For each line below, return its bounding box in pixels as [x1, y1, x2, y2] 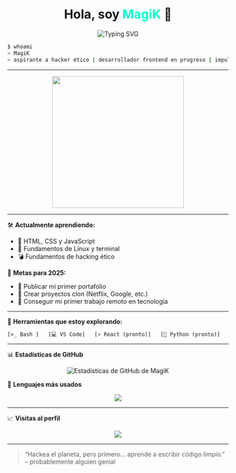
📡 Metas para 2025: [7, 268, 67, 277]
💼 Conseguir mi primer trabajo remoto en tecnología [17, 297, 169, 305]
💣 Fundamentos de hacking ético [17, 252, 115, 261]
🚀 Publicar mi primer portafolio [17, 282, 107, 290]
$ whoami [7, 43, 33, 50]
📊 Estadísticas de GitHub [7, 351, 84, 359]
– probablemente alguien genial [24, 458, 116, 466]
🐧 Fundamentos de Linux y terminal [17, 244, 120, 252]
